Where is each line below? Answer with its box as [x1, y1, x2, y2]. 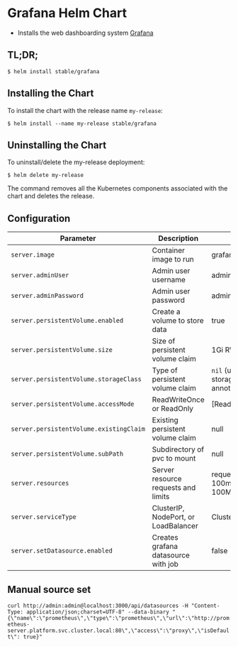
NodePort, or [152, 512, 195, 522]
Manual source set [7, 583, 91, 595]
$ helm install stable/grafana [7, 68, 100, 75]
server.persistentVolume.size [11, 346, 113, 354]
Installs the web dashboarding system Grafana [17, 28, 154, 37]
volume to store [152, 316, 204, 326]
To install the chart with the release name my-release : [7, 106, 163, 114]
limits [152, 492, 170, 502]
